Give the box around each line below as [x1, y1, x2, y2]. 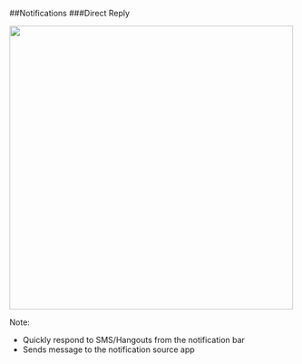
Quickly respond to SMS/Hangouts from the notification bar [22, 335, 245, 345]
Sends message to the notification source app [22, 344, 195, 355]
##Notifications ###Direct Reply [9, 8, 130, 18]
